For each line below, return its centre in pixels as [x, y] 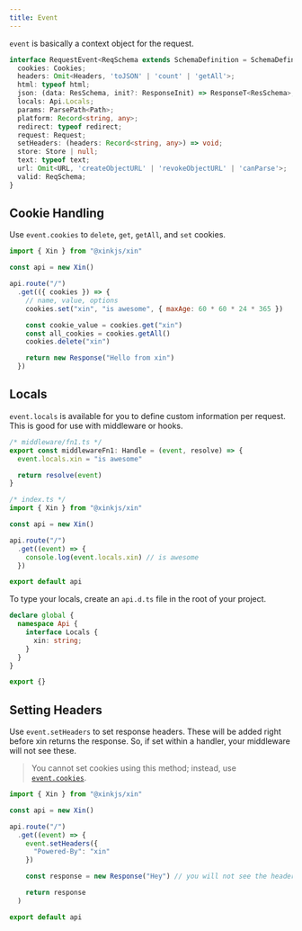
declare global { [42, 616]
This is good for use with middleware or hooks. [96, 425]
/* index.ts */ [38, 500]
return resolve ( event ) [60, 475]
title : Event [34, 18]
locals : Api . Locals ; [56, 102]
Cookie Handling [57, 214]
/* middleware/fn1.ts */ [56, 442]
